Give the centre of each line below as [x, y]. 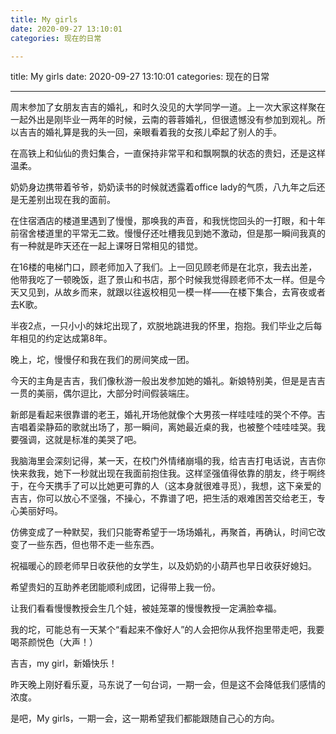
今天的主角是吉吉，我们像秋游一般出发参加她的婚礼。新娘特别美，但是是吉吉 [168, 381]
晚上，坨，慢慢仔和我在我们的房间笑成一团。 [102, 360]
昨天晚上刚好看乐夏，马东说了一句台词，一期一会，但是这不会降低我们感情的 [168, 685]
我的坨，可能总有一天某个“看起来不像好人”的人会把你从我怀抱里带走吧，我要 [167, 630]
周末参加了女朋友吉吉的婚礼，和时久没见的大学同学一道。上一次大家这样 [159, 107]
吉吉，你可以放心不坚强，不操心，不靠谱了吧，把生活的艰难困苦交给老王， [163, 498]
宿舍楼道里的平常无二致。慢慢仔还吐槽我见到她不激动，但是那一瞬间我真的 [172, 233]
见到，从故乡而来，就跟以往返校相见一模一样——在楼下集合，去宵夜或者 [176, 292]
